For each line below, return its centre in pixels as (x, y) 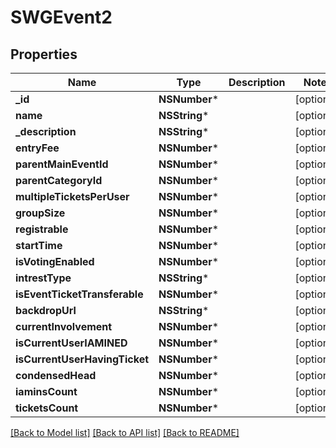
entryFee (37, 148)
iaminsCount (46, 391)
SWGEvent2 (61, 17)
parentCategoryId (59, 180)
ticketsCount (47, 408)
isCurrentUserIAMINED (71, 343)
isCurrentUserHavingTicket (82, 359)
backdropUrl (46, 310)
